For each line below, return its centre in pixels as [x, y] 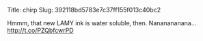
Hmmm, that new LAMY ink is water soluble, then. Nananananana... [102, 23]
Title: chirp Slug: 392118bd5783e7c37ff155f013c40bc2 [84, 10]
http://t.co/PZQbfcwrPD [40, 30]
